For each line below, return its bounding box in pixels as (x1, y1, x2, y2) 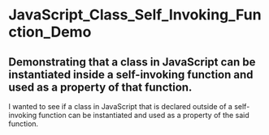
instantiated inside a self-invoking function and (8, 67, 254, 82)
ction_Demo (8, 23, 92, 41)
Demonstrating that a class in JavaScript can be (8, 55, 256, 69)
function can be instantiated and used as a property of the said (38, 111, 249, 120)
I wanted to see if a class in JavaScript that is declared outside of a (8, 102, 233, 111)
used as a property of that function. (8, 80, 193, 94)
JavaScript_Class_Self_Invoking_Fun (8, 6, 262, 24)
